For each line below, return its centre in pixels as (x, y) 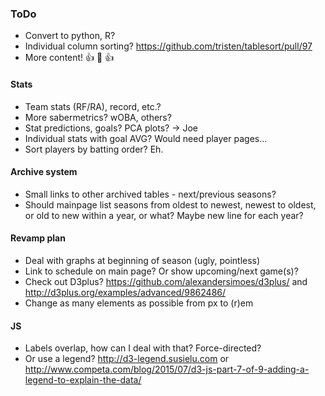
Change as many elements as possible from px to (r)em (139, 303)
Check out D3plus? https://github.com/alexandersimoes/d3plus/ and (166, 281)
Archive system (44, 172)
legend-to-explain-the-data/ (83, 380)
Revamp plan (38, 238)
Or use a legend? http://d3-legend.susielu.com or (127, 359)
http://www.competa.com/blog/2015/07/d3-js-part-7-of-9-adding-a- (167, 369)
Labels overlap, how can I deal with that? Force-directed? (143, 348)
